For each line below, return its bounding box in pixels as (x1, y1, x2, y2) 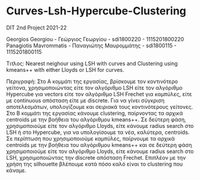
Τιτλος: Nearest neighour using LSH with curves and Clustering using (6, 60, 178, 67)
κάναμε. (6, 166, 27, 174)
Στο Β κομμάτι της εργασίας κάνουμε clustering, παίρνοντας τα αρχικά (6, 109, 183, 117)
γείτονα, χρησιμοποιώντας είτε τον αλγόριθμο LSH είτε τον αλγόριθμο (6, 84, 183, 91)
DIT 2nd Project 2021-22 (6, 24, 67, 31)
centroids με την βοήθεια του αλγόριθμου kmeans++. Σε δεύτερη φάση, (6, 115, 187, 123)
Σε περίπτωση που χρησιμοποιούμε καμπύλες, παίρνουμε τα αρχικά (6, 135, 175, 142)
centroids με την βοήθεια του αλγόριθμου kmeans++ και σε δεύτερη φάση (6, 141, 192, 148)
